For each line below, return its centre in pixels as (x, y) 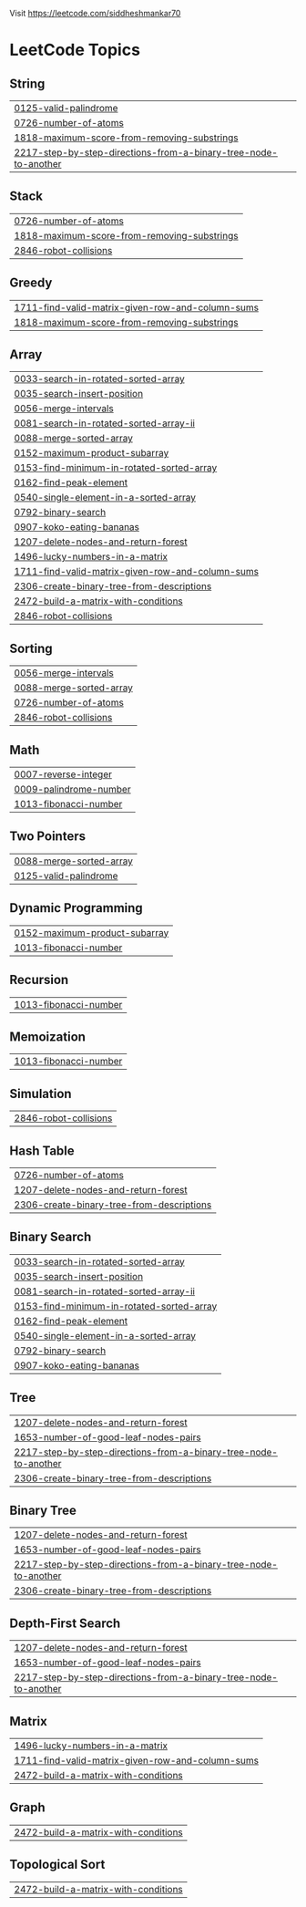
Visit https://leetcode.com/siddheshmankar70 (95, 13)
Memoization (48, 1036)
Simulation (41, 1093)
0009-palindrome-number (72, 790)
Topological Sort (57, 1865)
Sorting (31, 648)
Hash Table (42, 1150)
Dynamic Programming (76, 908)
